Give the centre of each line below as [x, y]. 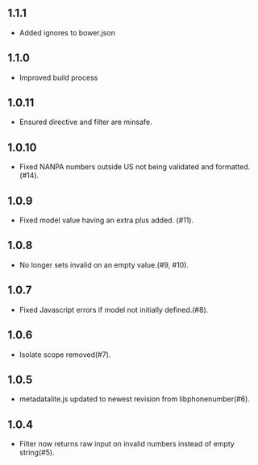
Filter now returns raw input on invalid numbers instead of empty [127, 444]
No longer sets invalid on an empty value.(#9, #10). [104, 264]
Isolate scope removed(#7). [65, 355]
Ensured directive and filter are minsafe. [85, 122]
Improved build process [58, 77]
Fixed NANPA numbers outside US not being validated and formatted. [135, 167]
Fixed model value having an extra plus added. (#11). [106, 220]
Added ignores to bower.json [67, 32]
